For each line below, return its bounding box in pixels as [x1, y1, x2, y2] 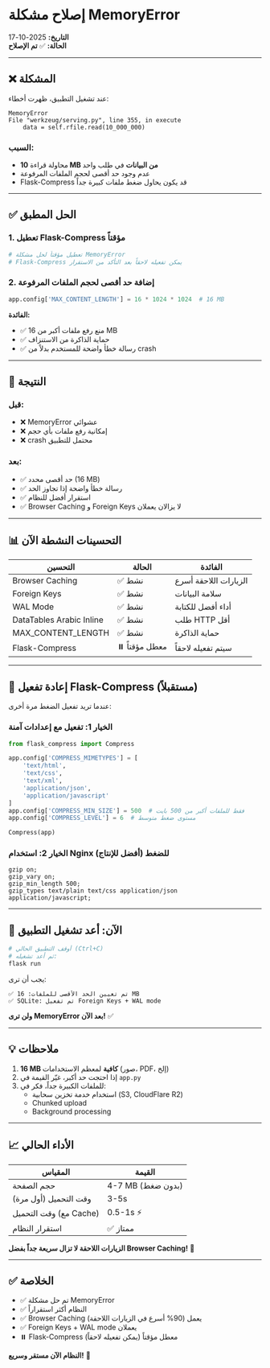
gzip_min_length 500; [8, 880, 81, 888]
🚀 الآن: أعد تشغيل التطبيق [8, 923, 123, 937]
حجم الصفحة [12, 1180, 56, 1191]
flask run [8, 960, 42, 968]
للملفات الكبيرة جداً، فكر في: [19, 1081, 107, 1090]
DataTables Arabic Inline [12, 614, 104, 625]
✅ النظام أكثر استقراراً [19, 1304, 87, 1314]
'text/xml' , [22, 777, 63, 785]
